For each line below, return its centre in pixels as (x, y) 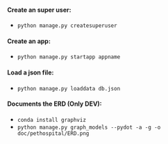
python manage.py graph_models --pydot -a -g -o (89, 127)
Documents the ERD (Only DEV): (54, 104)
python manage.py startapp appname (69, 57)
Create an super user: (39, 10)
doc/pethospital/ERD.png (53, 133)
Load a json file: (31, 72)
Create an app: (29, 41)
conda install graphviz (52, 120)
